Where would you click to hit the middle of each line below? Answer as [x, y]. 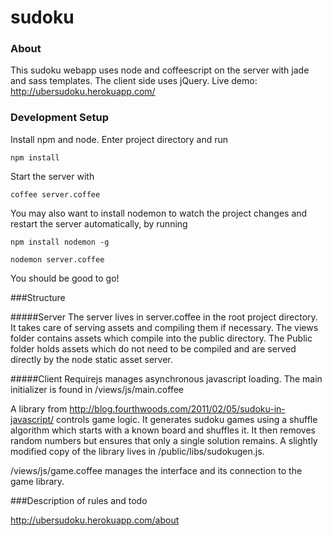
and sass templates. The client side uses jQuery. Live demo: [134, 81]
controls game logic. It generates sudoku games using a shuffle [187, 419]
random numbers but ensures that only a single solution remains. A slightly [164, 440]
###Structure [38, 297]
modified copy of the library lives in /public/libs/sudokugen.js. [137, 451]
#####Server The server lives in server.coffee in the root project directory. [164, 317]
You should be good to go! [65, 278]
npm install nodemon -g [60, 242]
